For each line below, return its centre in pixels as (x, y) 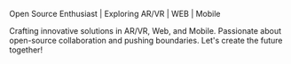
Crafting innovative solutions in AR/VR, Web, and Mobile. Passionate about (145, 31)
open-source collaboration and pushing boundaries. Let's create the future (146, 40)
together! (26, 50)
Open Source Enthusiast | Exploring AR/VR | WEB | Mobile (115, 14)
